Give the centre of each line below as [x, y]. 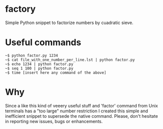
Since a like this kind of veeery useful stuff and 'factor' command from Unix [81, 105]
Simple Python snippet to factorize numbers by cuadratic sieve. [69, 23]
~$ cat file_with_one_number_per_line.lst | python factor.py [70, 60]
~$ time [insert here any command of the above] [56, 73]
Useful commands [43, 42]
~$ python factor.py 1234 [31, 55]
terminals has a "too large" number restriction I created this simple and [77, 111]
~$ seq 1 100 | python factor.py [39, 68]
